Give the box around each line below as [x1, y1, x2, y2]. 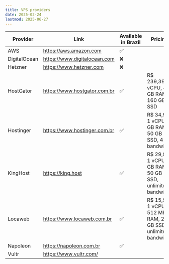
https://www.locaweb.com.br [43, 215, 112, 222]
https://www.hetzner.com [43, 64, 104, 71]
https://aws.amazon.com [43, 47, 102, 54]
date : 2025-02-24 [5, 12, 42, 17]
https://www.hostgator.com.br [43, 87, 115, 94]
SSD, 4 [146, 137, 163, 144]
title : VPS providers [5, 7, 51, 13]
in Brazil [120, 39, 141, 46]
